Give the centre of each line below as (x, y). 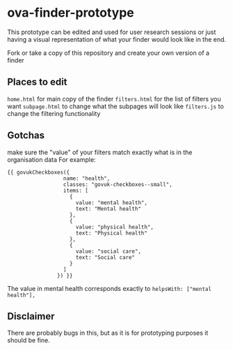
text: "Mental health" (108, 209)
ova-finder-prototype (71, 13)
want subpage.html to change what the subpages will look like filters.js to (115, 106)
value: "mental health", (112, 203)
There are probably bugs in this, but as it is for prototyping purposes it (108, 333)
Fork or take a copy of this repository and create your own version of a (109, 53)
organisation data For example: (51, 159)
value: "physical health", (115, 227)
